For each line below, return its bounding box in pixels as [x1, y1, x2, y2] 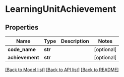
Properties [5, 23, 39, 32]
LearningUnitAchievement [5, 3, 117, 15]
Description [61, 38, 89, 44]
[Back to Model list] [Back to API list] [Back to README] [5, 67, 119, 73]
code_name [7, 46, 36, 53]
